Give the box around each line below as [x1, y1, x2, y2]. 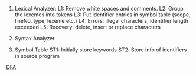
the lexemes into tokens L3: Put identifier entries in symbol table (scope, [14, 11, 191, 18]
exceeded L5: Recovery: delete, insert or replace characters [14, 23, 161, 30]
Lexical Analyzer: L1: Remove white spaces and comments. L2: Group [14, 5, 184, 12]
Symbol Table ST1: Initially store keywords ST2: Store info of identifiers [14, 46, 187, 53]
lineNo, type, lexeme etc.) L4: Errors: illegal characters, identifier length [14, 18, 189, 24]
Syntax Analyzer [14, 35, 55, 42]
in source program [14, 53, 60, 59]
